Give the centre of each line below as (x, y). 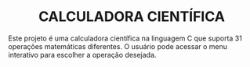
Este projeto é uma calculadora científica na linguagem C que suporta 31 (125, 38)
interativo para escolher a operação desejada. (82, 55)
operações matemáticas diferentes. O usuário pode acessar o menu (118, 46)
